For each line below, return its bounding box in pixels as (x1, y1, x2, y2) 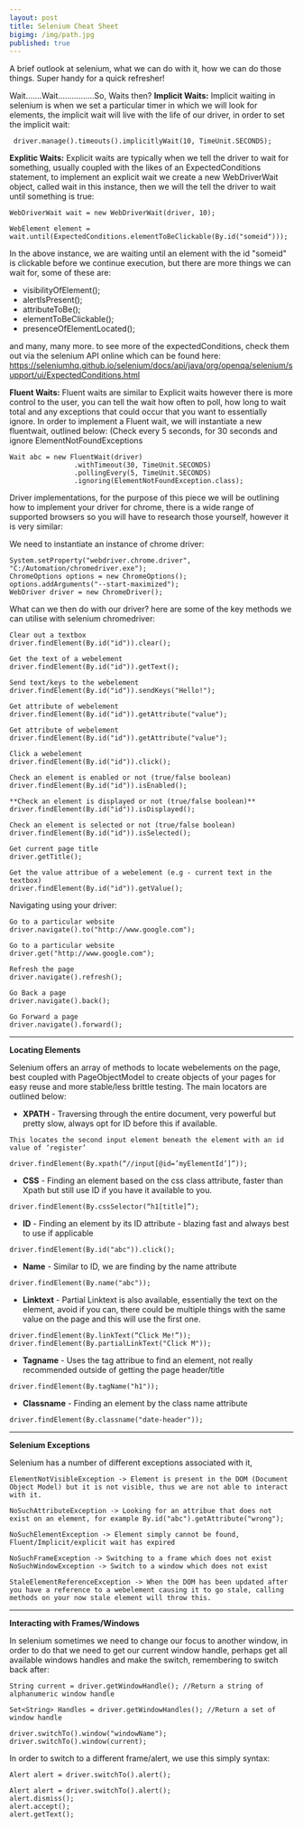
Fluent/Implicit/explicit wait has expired (9, 1539, 176, 1548)
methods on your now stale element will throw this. (9, 1594, 212, 1603)
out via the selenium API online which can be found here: (9, 350, 221, 362)
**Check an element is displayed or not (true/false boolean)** (9, 797, 256, 806)
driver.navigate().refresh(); (9, 973, 124, 982)
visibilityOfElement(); (22, 285, 101, 296)
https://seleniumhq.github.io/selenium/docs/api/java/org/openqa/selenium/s (9, 360, 293, 371)
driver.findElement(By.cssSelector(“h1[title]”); (9, 1202, 200, 1212)
